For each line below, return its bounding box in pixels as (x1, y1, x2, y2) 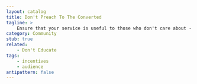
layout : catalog (6, 8, 46, 15)
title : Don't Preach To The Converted (6, 14, 102, 20)
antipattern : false (6, 69, 54, 75)
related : (6, 42, 28, 48)
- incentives (17, 58, 49, 64)
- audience (17, 63, 44, 70)
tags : (6, 53, 20, 59)
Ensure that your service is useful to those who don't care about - (17, 25, 192, 31)
